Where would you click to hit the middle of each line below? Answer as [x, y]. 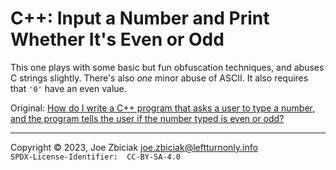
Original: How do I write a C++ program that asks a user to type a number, [163, 108]
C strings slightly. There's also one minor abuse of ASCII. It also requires [159, 78]
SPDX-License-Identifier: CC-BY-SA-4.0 [96, 157]
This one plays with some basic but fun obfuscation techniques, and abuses [167, 67]
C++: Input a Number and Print [140, 18]
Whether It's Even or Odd [117, 39]
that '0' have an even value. [68, 88]
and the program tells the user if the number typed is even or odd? [147, 118]
